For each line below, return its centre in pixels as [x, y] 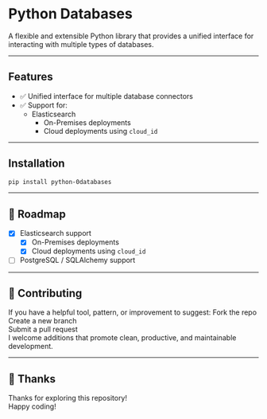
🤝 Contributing [45, 293]
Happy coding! [33, 406]
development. [31, 347]
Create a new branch [43, 321]
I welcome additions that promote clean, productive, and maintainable [122, 338]
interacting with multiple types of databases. [81, 44]
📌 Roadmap [37, 214]
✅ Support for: [43, 105]
